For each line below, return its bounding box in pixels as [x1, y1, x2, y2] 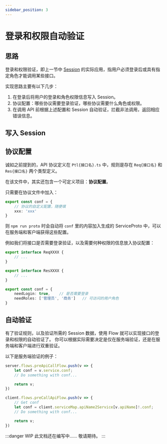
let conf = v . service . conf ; [14, 368, 73, 373]
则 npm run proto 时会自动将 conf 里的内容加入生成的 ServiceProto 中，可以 [5, 223, 161, 229]
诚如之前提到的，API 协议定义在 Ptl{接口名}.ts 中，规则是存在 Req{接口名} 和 [5, 162, 162, 168]
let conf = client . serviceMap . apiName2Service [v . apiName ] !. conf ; [14, 405, 154, 410]
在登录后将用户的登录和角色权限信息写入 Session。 [12, 94, 118, 100]
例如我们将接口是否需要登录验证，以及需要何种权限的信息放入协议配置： [5, 240, 154, 246]
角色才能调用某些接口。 [9, 72, 58, 78]
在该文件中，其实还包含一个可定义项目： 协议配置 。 [5, 179, 111, 185]
